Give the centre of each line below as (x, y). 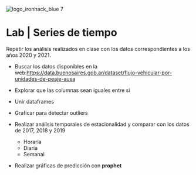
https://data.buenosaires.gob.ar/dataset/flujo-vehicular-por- (99, 73)
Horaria (33, 142)
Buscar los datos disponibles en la (56, 66)
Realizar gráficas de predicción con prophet (68, 165)
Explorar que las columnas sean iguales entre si (72, 90)
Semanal (34, 154)
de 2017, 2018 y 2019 (40, 130)
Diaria (31, 148)
